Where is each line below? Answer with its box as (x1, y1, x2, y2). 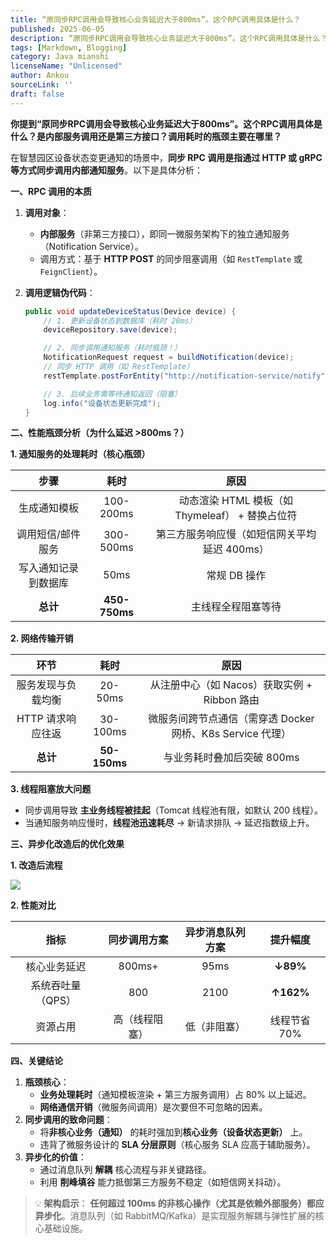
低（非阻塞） (184, 1020, 246, 1034)
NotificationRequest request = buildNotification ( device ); (43, 352, 295, 363)
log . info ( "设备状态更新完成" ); (43, 398, 162, 408)
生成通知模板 (18, 501, 79, 515)
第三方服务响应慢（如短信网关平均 (155, 527, 317, 541)
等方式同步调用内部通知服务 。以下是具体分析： (10, 164, 203, 176)
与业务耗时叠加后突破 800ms (163, 751, 300, 765)
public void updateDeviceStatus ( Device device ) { (24, 306, 237, 316)
